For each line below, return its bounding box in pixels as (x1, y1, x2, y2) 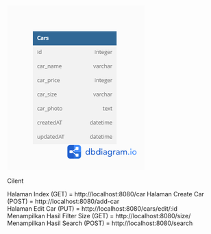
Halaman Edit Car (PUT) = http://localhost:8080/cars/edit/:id (7, 205, 178, 213)
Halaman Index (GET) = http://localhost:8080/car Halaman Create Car (7, 190, 204, 198)
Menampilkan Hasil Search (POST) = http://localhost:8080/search (7, 219, 193, 227)
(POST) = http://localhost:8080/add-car (7, 197, 120, 205)
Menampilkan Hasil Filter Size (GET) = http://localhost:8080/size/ (7, 212, 191, 220)
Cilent (7, 177, 24, 185)
